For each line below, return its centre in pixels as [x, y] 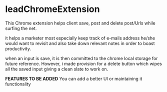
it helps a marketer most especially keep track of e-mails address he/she [80, 38]
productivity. [18, 48]
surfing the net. [21, 28]
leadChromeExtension [52, 9]
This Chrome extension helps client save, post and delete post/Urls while [80, 23]
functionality [18, 84]
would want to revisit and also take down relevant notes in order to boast [80, 43]
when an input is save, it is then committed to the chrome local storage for [81, 58]
